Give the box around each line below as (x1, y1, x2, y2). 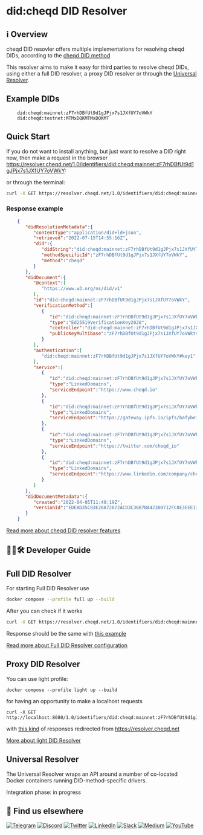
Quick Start (6, 132, 50, 142)
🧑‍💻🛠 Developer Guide (6, 545, 91, 555)
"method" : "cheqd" (41, 257, 85, 263)
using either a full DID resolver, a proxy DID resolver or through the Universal (6, 70, 198, 77)
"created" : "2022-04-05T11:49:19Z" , (33, 499, 123, 505)
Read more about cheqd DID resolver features (6, 527, 121, 534)
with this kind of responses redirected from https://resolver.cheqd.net (6, 725, 180, 732)
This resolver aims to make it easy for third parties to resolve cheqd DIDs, (6, 63, 189, 71)
